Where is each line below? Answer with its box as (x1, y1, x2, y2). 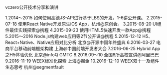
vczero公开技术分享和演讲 (5, 4, 59, 10)
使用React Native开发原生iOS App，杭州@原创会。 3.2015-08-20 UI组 (18, 21, 162, 27)
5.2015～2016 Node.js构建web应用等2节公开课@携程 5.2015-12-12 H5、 (5, 34, 153, 39)
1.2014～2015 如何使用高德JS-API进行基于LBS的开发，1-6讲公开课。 (5, 15, 146, 21)
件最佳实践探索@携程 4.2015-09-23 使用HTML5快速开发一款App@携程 (5, 27, 151, 33)
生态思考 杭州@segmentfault (5, 64, 64, 70)
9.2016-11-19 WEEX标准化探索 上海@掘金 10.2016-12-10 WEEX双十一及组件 (5, 58, 160, 64)
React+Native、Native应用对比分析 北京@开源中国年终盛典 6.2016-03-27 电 (5, 39, 161, 45)
